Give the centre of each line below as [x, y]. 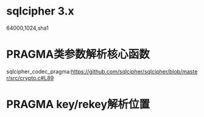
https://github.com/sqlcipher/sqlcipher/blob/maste [134, 72]
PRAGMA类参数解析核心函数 [78, 54]
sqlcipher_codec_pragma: [39, 72]
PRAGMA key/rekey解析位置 [78, 105]
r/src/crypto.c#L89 [30, 78]
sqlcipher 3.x [40, 11]
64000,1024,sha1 [27, 28]
